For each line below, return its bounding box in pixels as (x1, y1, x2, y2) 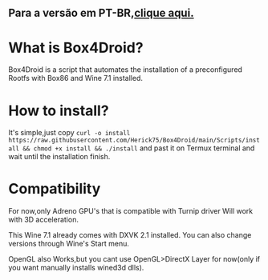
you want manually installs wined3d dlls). (8, 263, 144, 273)
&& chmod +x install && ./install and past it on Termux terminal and (22, 143, 255, 153)
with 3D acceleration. (8, 215, 79, 225)
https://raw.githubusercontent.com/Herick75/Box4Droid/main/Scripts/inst (8, 136, 261, 145)
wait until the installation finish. (8, 152, 111, 162)
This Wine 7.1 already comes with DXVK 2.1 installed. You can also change (8, 230, 252, 240)
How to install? (8, 102, 110, 119)
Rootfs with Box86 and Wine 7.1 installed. (8, 74, 143, 83)
